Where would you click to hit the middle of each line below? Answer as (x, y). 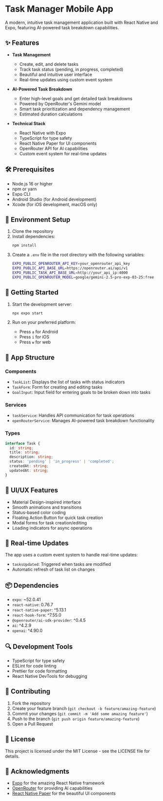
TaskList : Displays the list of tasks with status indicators (68, 382)
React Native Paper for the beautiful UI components (64, 793)
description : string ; (31, 457)
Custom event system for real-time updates (63, 153)
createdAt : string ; (29, 466)
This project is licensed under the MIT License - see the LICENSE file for (77, 751)
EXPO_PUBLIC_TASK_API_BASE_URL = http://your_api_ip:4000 (70, 273)
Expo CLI (21, 194)
